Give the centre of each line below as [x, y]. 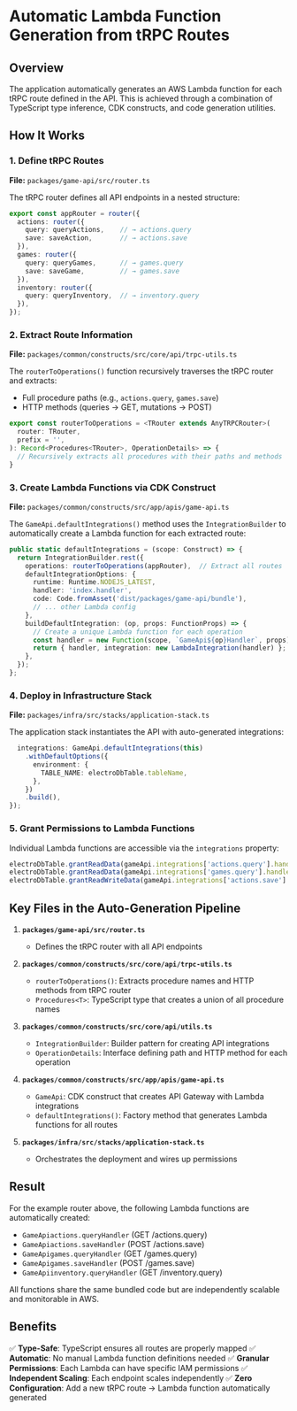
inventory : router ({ [55, 288]
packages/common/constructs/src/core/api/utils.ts [117, 1027]
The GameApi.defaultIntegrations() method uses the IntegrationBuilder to [148, 523]
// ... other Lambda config [84, 607]
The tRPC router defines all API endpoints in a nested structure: [125, 197]
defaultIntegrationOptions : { [81, 574]
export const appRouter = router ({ [75, 213]
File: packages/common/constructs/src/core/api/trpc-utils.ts [123, 354]
